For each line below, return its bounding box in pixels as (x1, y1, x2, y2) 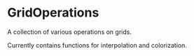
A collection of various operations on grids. (7, 28, 132, 36)
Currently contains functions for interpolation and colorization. (7, 41, 187, 49)
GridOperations (7, 5, 99, 21)
